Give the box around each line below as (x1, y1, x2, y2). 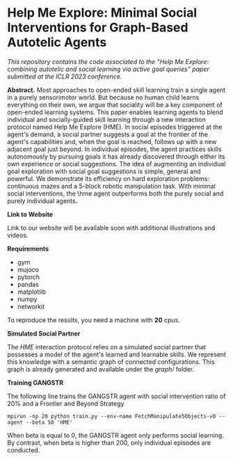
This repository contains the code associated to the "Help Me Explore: (7, 57, 209, 65)
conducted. (7, 445, 40, 454)
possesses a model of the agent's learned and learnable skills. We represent (7, 350, 227, 358)
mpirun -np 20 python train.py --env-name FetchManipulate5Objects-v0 (7, 413, 216, 420)
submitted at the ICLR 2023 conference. (7, 72, 122, 81)
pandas (17, 280, 40, 288)
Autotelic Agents (7, 35, 107, 50)
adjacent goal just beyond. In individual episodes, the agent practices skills (7, 145, 222, 153)
